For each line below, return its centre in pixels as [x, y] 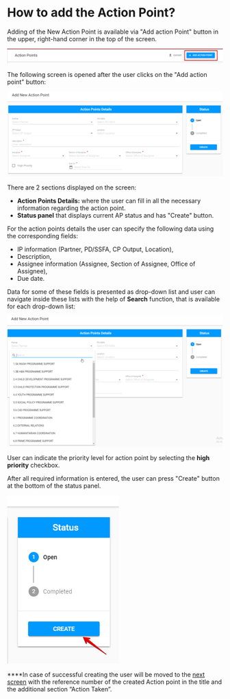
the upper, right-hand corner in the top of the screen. [82, 38]
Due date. [31, 278]
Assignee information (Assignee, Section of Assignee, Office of [106, 264]
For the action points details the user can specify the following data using [111, 229]
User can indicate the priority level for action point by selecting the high [108, 457]
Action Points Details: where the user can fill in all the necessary [109, 200]
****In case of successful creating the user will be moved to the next [106, 674]
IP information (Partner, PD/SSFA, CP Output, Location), [95, 249]
